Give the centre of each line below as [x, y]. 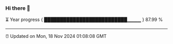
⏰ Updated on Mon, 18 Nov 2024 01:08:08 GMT [56, 36]
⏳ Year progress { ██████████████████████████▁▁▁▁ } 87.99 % [84, 19]
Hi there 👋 [18, 8]
